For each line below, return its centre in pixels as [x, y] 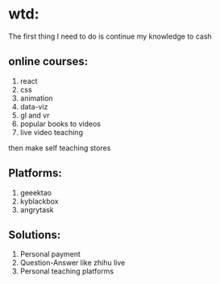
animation [37, 98]
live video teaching [51, 132]
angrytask [37, 209]
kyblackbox [39, 201]
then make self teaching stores [60, 148]
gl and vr [35, 115]
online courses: [48, 62]
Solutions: [35, 235]
